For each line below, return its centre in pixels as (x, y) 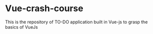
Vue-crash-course (44, 8)
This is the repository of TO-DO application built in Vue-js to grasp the (76, 22)
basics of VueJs (21, 27)
